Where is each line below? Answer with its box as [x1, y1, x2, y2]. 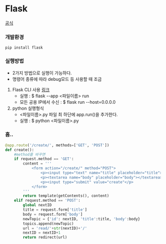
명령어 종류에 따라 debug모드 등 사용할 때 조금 [12, 76, 102, 82]
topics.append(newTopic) [23, 221, 74, 226]
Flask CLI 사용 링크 [12, 86, 50, 92]
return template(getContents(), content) [23, 193, 110, 198]
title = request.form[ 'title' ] [23, 207, 87, 212]
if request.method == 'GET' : [14, 157, 74, 162]
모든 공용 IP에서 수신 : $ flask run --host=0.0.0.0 [19, 99, 116, 105]
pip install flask [5, 45, 43, 50]
